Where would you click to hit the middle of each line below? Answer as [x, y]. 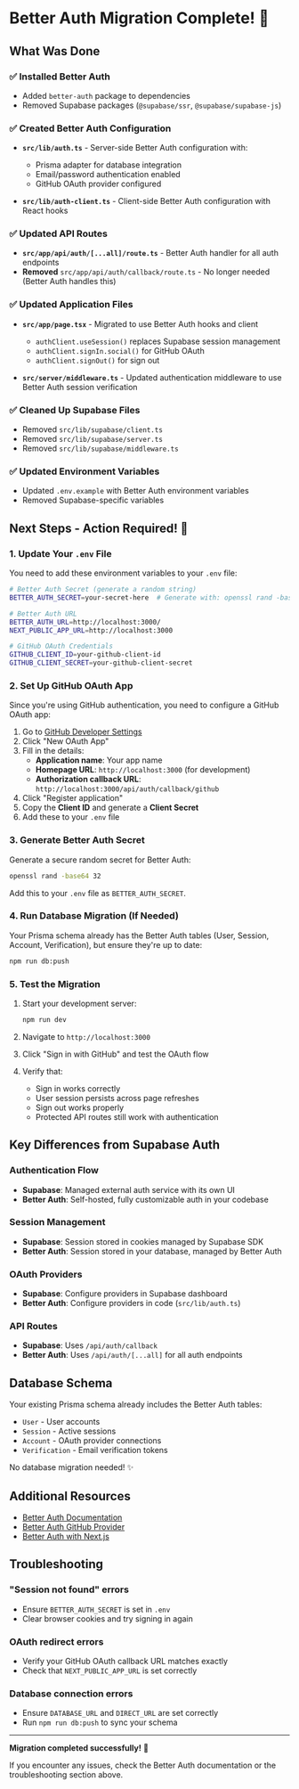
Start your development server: [79, 1003]
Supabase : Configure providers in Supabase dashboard [125, 1294]
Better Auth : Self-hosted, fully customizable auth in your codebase [145, 1199]
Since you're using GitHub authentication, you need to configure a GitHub [144, 705]
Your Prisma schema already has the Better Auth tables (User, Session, [139, 935]
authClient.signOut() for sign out [97, 360]
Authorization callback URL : [88, 780]
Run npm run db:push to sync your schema [100, 1722]
